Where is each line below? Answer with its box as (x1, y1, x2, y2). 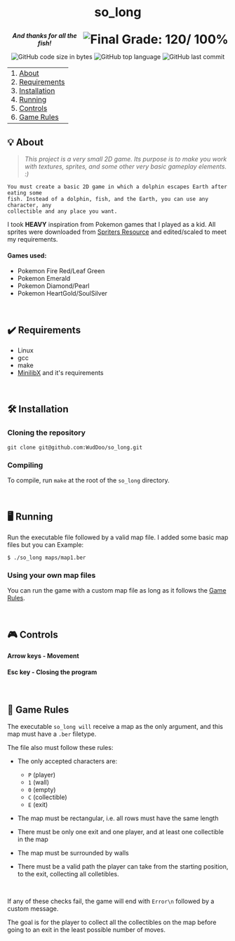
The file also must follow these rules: (7, 744, 114, 752)
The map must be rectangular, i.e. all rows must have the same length (17, 814, 219, 822)
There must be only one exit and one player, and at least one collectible (17, 828, 224, 836)
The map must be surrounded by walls (17, 849, 129, 857)
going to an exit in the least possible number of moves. (7, 926, 166, 934)
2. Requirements (11, 77, 65, 87)
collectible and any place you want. (7, 208, 118, 215)
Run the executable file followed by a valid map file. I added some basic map (7, 533, 229, 541)
